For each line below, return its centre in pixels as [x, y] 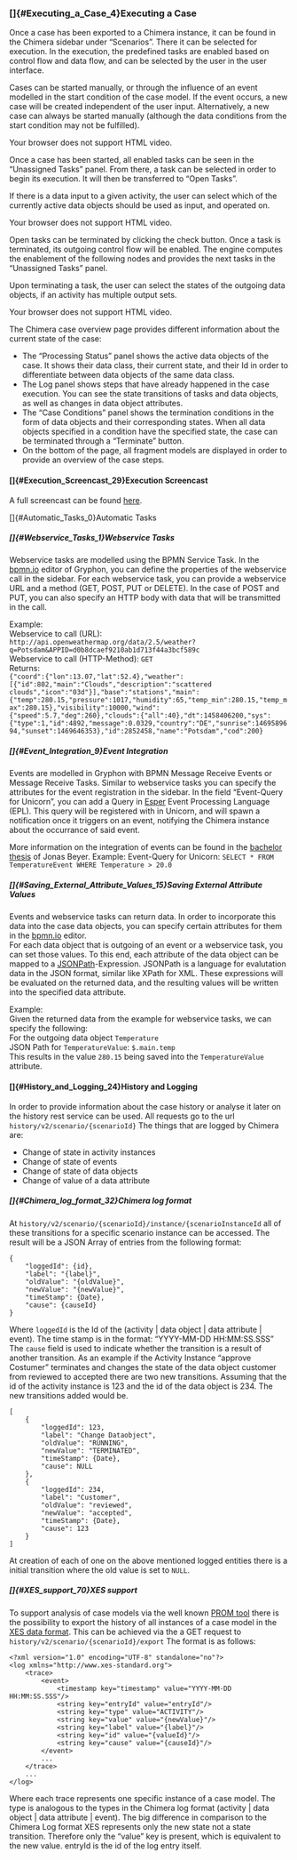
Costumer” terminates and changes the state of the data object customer [143, 1367]
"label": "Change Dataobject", [99, 1435]
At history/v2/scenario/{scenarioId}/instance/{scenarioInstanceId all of [145, 1223]
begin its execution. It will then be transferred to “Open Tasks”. [123, 179]
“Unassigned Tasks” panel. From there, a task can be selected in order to [143, 169]
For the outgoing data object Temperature [84, 1038]
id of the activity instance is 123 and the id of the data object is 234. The [141, 1386]
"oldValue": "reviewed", [87, 1505]
